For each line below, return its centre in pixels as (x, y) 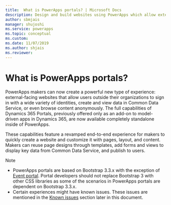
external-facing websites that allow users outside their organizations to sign (85, 97)
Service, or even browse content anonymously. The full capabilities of (78, 108)
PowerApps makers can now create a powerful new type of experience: (80, 92)
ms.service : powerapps (29, 29)
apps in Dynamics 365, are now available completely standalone (87, 119)
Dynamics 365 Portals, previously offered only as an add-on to (71, 114)
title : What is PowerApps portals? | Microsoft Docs (64, 10)
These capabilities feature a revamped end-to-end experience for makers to (85, 134)
